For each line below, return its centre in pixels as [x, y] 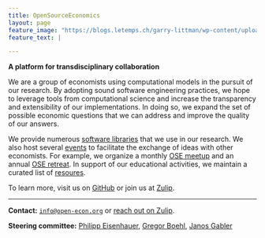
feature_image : [33, 30]
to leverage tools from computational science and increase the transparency [132, 99]
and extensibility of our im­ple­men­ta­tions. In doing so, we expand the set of [129, 107]
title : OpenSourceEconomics [54, 15]
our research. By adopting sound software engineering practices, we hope [129, 91]
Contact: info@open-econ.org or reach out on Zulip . [91, 210]
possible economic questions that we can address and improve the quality [129, 116]
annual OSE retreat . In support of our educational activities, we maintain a [128, 164]
